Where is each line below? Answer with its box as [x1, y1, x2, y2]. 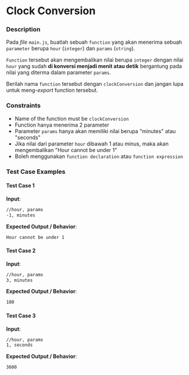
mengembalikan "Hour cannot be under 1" [14, 146, 118, 153]
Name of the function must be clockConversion [14, 115, 129, 122]
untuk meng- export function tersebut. [6, 87, 99, 94]
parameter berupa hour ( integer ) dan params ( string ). [6, 45, 135, 52]
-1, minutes [6, 212, 35, 218]
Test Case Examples [6, 167, 66, 176]
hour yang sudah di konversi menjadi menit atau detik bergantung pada [6, 63, 182, 70]
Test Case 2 [6, 247, 36, 254]
